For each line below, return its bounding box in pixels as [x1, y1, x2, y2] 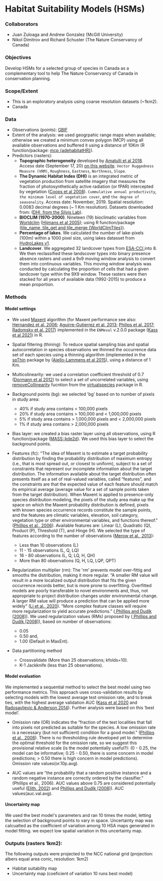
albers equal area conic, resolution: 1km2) [5, 856, 89, 862]
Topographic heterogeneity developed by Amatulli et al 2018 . [19, 158, 143, 163]
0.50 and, [19, 633, 39, 639]
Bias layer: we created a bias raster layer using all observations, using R [12, 430, 156, 436]
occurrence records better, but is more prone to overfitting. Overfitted [12, 582, 152, 588]
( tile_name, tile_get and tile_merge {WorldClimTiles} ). [19, 225, 125, 231]
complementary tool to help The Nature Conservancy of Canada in [5, 70, 138, 76]
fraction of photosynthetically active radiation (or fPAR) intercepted [19, 183, 154, 190]
